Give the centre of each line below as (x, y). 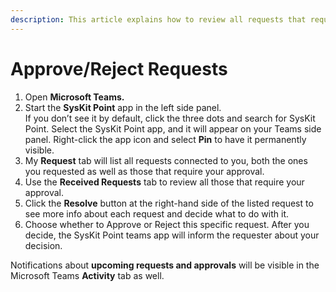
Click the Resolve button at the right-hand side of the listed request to (169, 203)
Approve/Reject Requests (119, 68)
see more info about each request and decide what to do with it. (157, 213)
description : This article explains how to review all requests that (158, 19)
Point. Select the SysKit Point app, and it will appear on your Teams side (173, 128)
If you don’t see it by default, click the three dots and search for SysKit (170, 118)
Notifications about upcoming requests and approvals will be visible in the (165, 265)
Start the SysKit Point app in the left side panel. (123, 107)
